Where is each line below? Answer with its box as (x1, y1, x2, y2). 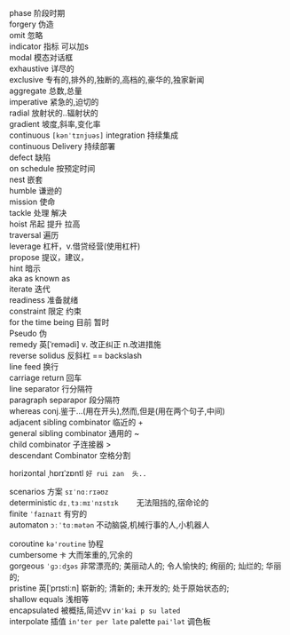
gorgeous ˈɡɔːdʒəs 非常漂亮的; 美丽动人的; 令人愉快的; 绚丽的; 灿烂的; (9, 560, 264, 571)
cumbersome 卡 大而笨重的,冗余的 (9, 550, 133, 560)
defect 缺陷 (9, 152, 51, 163)
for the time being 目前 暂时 (9, 317, 110, 327)
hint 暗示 (9, 263, 42, 274)
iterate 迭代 (9, 283, 51, 294)
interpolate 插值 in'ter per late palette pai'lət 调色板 (9, 616, 211, 626)
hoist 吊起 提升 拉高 (9, 218, 81, 229)
